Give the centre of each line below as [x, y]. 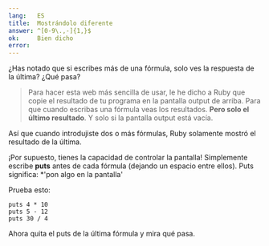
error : [19, 46]
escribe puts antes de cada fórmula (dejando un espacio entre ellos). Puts [131, 166]
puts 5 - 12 [28, 212]
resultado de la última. [45, 142]
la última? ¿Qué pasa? [45, 77]
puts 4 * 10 [28, 205]
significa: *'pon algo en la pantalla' [65, 175]
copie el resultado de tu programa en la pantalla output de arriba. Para [144, 101]
